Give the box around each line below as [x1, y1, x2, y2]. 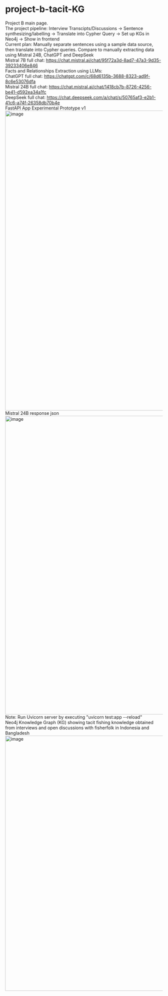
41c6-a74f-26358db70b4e [5, 99, 60, 105]
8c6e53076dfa [5, 78, 36, 84]
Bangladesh [5, 730, 30, 736]
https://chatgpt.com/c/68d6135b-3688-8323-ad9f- [44, 73, 150, 79]
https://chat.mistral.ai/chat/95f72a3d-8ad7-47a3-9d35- [45, 57, 161, 63]
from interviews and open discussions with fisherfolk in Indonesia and [5, 725, 149, 731]
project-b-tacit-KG [5, 3, 85, 15]
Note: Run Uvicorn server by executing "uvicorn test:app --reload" [5, 714, 142, 720]
